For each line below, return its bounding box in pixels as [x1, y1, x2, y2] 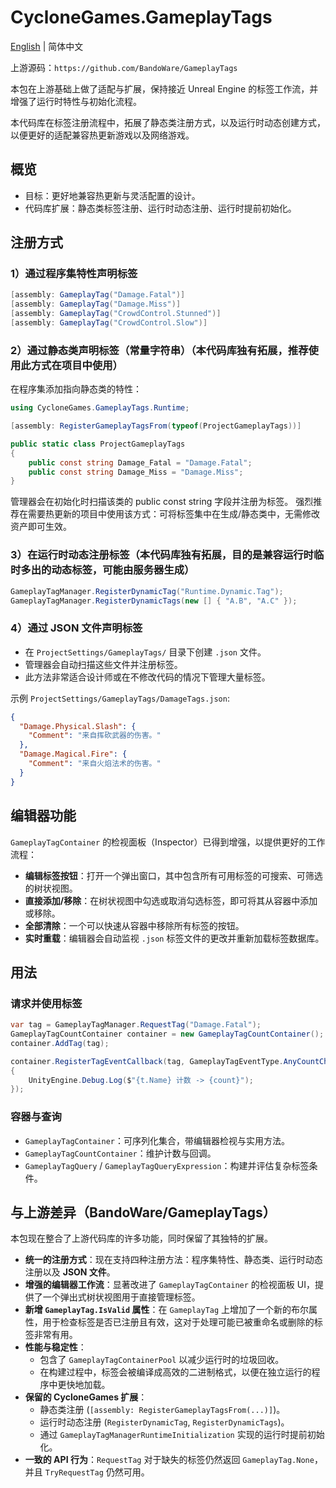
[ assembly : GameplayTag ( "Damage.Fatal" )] [10, 290, 186, 300]
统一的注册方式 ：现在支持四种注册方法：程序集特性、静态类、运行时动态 [24, 1254, 323, 1266]
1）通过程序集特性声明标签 [10, 267, 138, 281]
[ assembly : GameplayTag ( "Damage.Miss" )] [10, 299, 182, 310]
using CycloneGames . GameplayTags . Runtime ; [10, 403, 190, 413]
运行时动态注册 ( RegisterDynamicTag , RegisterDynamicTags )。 [39, 1416, 290, 1428]
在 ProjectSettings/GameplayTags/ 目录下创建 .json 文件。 [24, 646, 267, 658]
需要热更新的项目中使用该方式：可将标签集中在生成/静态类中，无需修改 [27, 508, 321, 520]
